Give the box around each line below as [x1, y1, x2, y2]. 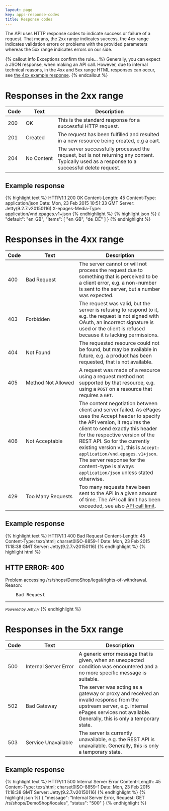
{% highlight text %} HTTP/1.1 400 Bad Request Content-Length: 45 [5, 532, 146, 538]
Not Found [26, 349, 51, 356]
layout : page [5, 7, 33, 13]
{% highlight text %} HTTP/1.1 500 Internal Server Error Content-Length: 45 [5, 779, 161, 785]
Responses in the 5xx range [5, 623, 124, 635]
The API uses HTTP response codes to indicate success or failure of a [5, 31, 151, 37]
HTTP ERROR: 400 [5, 564, 64, 572]
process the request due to [78, 267, 143, 274]
